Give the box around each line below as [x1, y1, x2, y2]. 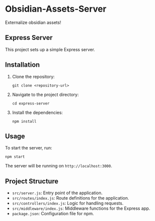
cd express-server [12, 101, 50, 106]
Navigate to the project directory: [12, 92, 79, 97]
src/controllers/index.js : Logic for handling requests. [12, 201, 124, 206]
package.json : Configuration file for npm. [12, 211, 94, 217]
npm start [5, 154, 25, 159]
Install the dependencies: [12, 110, 63, 115]
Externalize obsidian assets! [5, 19, 61, 25]
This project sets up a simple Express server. [5, 46, 95, 52]
